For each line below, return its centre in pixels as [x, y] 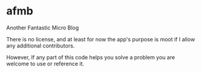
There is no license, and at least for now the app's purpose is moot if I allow [101, 39]
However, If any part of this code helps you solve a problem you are [91, 57]
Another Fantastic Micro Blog [43, 28]
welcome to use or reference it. [45, 64]
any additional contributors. [41, 46]
